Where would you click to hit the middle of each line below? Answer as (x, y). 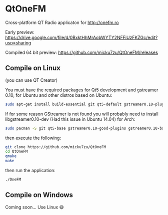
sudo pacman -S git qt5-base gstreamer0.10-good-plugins (66, 128)
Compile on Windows (39, 195)
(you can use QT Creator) (31, 80)
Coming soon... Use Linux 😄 (34, 207)
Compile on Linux (33, 68)
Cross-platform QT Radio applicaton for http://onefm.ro (62, 22)
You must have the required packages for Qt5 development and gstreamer (82, 90)
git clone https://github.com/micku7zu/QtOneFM (56, 147)
